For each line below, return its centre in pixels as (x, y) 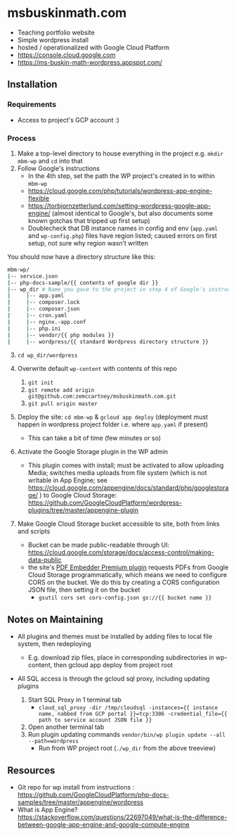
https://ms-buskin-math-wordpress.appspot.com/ (90, 62)
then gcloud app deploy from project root (113, 665)
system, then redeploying (54, 644)
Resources (31, 770)
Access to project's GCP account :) (68, 120)
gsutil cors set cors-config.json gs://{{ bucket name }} (125, 598)
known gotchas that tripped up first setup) (89, 220)
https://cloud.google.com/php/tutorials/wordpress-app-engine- (120, 191)
